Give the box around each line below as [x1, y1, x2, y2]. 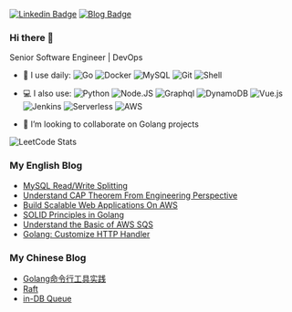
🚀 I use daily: [22, 69, 71, 81]
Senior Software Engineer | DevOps [9, 52, 143, 63]
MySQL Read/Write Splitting [22, 180, 128, 191]
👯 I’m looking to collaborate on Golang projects [22, 119, 199, 130]
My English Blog [9, 160, 83, 172]
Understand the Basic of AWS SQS [22, 219, 153, 230]
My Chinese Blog [9, 251, 87, 264]
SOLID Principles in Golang [22, 209, 125, 220]
